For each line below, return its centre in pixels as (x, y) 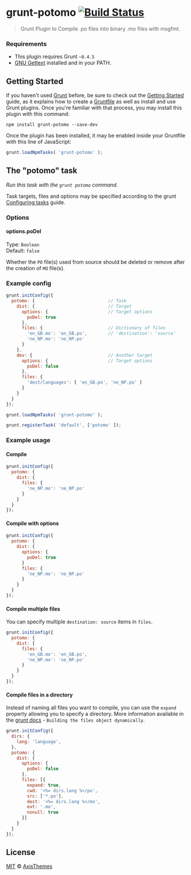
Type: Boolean (23, 244)
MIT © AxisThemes (29, 866)
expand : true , (44, 785)
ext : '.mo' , (42, 807)
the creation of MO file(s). (36, 268)
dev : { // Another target (85, 355)
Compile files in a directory (39, 695)
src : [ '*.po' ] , (46, 796)
